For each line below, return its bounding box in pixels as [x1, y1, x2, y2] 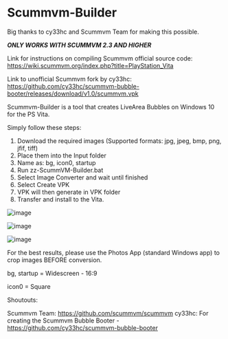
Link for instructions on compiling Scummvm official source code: [7, 54, 193, 63]
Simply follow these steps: [7, 123, 82, 131]
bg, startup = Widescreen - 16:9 [7, 269, 98, 277]
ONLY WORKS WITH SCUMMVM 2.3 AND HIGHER [7, 41, 152, 49]
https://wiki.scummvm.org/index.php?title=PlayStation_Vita [7, 61, 174, 69]
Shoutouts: [7, 296, 38, 304]
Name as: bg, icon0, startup [16, 158, 96, 166]
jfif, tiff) [16, 144, 38, 152]
